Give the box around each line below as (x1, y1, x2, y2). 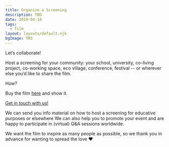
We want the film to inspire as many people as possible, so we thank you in (5, 130, 162, 136)
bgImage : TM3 (5, 36, 33, 41)
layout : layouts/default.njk (5, 31, 67, 36)
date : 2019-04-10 (5, 17, 42, 22)
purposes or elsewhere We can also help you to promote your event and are (5, 115, 164, 121)
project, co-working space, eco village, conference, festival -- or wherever (5, 65, 161, 71)
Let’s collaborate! (5, 49, 42, 56)
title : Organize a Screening (5, 7, 67, 13)
